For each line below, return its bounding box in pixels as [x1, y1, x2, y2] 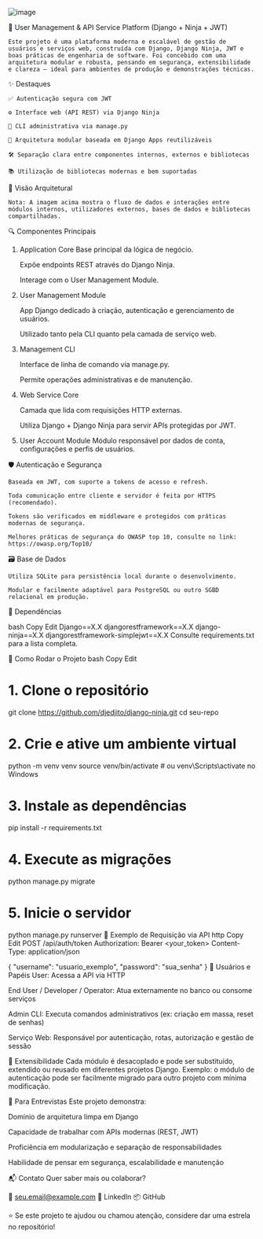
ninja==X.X [8, 631, 45, 640]
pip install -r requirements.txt [8, 822, 102, 833]
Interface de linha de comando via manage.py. [19, 360, 170, 369]
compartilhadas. [8, 212, 61, 220]
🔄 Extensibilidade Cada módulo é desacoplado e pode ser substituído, [8, 1056, 236, 1065]
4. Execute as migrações [8, 851, 172, 868]
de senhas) [8, 1017, 45, 1027]
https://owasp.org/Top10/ [8, 540, 93, 548]
